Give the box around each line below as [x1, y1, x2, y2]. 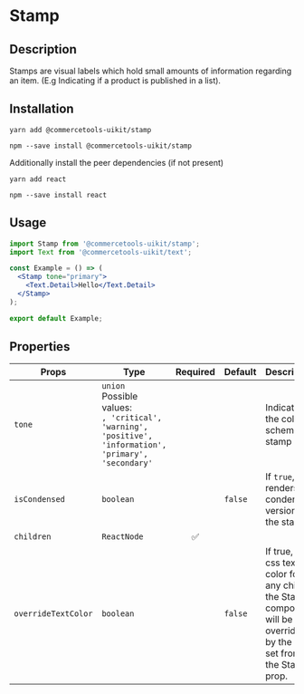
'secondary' [101, 458, 154, 468]
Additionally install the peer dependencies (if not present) [9, 157, 224, 168]
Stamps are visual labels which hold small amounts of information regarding [9, 65, 292, 76]
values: [101, 401, 133, 414]
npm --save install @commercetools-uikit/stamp [9, 141, 193, 150]
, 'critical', [101, 413, 163, 423]
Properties [9, 339, 71, 354]
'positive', [101, 431, 154, 441]
